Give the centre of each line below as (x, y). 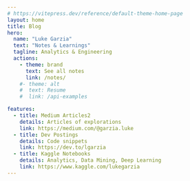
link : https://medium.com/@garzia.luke (77, 128)
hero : (15, 33)
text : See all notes (55, 71)
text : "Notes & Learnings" (52, 45)
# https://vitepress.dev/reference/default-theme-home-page (95, 13)
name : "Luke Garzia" (43, 39)
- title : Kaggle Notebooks (52, 154)
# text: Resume (43, 90)
